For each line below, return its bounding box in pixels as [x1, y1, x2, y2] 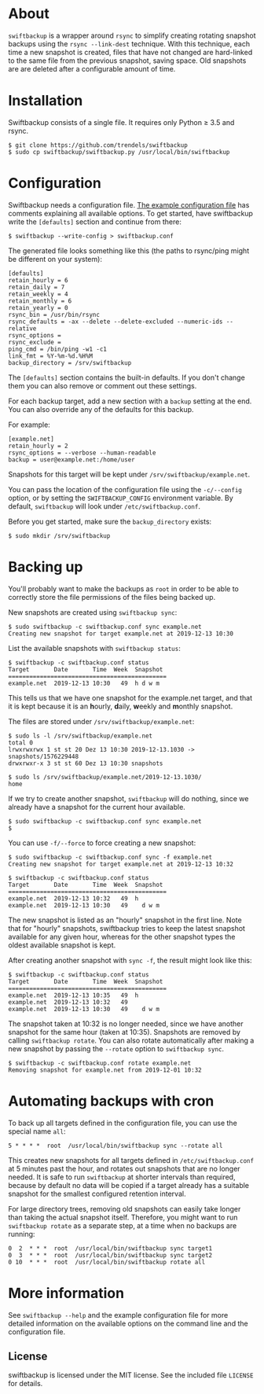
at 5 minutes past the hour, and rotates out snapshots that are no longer [8, 1164, 241, 1173]
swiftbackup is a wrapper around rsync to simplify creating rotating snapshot [8, 31, 256, 40]
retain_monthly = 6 [8, 296, 72, 305]
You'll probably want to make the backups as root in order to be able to [8, 583, 240, 594]
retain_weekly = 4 [8, 290, 68, 298]
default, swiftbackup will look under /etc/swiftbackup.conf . [8, 501, 200, 511]
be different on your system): [8, 254, 102, 263]
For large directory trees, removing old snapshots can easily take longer [8, 1204, 241, 1213]
